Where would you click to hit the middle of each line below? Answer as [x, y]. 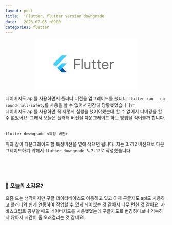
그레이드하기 [18, 151]
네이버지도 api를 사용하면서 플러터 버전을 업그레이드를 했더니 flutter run [80, 99]
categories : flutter [27, 27]
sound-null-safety [25, 106]
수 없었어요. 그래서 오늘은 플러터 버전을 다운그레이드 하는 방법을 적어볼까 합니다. [85, 118]
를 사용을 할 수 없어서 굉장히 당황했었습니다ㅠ [90, 105]
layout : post [19, 11]
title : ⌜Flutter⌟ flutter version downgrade [55, 16]
